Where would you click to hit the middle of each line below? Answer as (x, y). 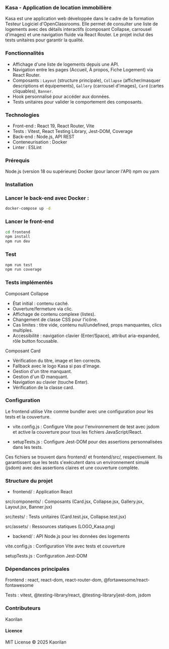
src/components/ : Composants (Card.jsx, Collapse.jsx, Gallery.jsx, (75, 501)
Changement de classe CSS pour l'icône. (55, 319)
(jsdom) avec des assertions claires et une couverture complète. (72, 468)
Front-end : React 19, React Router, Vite (53, 126)
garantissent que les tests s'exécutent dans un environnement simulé (77, 462)
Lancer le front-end (30, 221)
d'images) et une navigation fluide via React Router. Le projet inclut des (79, 35)
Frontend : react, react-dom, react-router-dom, (54, 580)
